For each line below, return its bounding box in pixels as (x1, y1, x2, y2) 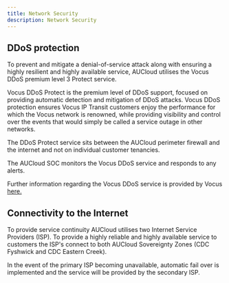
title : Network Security (7, 10, 78, 17)
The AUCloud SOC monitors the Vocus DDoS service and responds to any (7, 159, 217, 168)
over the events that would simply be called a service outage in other (7, 118, 203, 126)
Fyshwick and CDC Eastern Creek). (7, 248, 107, 256)
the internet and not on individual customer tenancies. (7, 146, 160, 154)
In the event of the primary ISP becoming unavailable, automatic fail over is (7, 261, 219, 269)
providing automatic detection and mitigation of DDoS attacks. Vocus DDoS (7, 96, 221, 104)
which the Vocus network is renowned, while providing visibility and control (7, 110, 221, 119)
